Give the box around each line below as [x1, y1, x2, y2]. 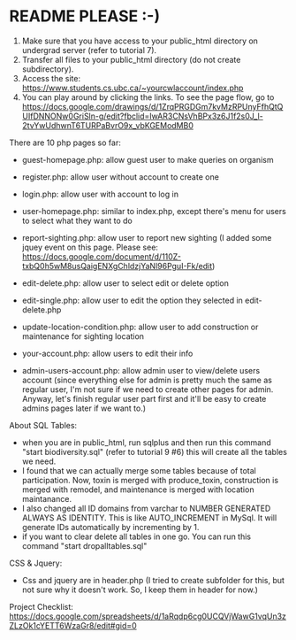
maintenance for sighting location [21, 330, 144, 342]
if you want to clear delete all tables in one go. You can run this [21, 531, 252, 542]
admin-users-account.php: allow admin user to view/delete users [21, 365, 261, 375]
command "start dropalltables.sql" [21, 540, 148, 551]
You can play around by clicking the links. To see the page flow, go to [21, 91, 275, 103]
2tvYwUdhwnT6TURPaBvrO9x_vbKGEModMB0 [21, 120, 194, 130]
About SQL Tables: [9, 420, 78, 430]
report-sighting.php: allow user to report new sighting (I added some [21, 232, 272, 243]
